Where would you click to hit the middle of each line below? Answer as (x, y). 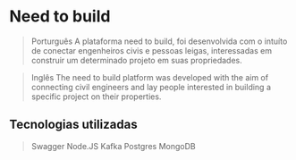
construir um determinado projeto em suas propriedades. (137, 60)
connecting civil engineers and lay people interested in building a (151, 87)
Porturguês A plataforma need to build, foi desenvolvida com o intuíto (159, 41)
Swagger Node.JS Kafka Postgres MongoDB (113, 146)
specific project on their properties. (96, 97)
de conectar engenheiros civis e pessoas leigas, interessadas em (152, 50)
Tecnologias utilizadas (73, 125)
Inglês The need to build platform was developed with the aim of (150, 77)
